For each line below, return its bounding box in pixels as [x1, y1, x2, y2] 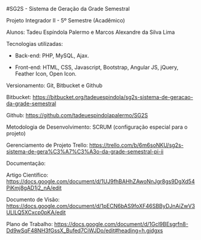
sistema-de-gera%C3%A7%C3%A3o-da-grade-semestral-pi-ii [6, 148, 164, 155]
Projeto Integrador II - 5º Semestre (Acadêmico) [6, 17, 125, 24]
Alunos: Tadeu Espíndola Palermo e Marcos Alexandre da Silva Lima [6, 28, 175, 36]
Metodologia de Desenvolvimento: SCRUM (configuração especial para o [6, 123, 188, 131]
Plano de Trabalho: [6, 221, 53, 227]
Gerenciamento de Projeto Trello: [6, 141, 88, 149]
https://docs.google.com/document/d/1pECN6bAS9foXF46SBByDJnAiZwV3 [6, 203, 196, 209]
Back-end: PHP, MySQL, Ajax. [14, 52, 89, 59]
